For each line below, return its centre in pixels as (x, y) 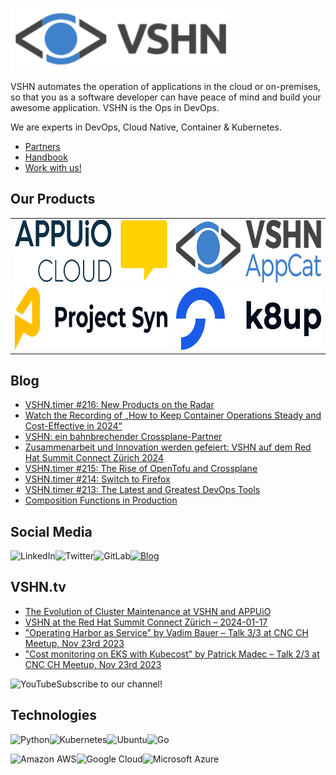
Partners (42, 146)
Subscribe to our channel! (109, 684)
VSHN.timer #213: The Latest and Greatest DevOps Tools (142, 490)
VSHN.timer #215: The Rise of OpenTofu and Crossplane (141, 469)
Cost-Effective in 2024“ (73, 426)
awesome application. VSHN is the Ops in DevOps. (115, 107)
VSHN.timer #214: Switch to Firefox (97, 479)
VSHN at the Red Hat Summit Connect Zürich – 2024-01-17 (146, 622)
